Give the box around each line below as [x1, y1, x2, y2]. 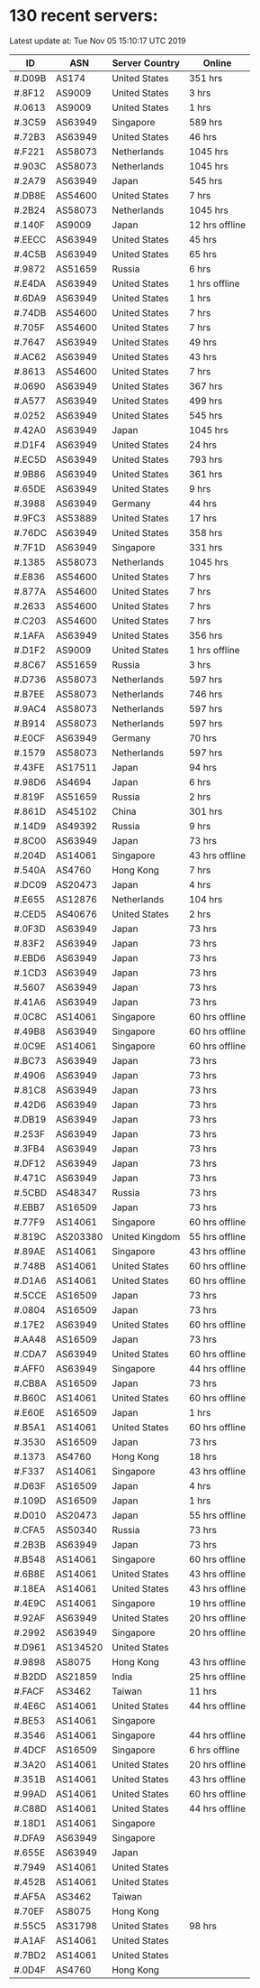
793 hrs [188, 453, 223, 466]
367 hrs [188, 380, 223, 393]
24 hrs [188, 439, 218, 451]
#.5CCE [13, 1289, 47, 1301]
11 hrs [188, 1685, 218, 1697]
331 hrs [188, 541, 223, 553]
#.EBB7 [13, 1201, 46, 1214]
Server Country [112, 56, 180, 69]
